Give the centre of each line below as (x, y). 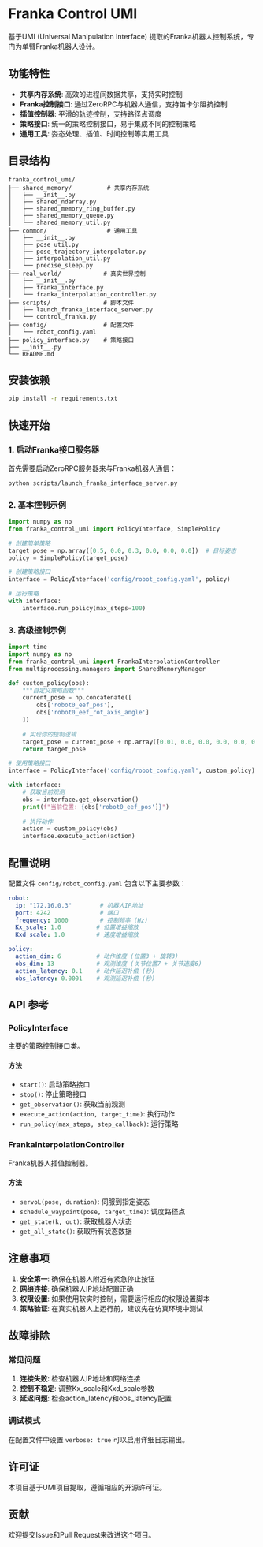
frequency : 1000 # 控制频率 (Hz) (81, 920)
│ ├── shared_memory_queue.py (61, 215)
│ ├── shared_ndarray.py (52, 202)
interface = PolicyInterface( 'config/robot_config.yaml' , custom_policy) (132, 771)
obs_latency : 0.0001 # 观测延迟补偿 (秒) (85, 979)
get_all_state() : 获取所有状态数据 (76, 1231)
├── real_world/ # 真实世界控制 (77, 274)
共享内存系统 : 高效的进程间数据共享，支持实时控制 (101, 94)
